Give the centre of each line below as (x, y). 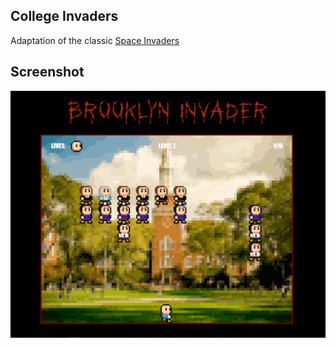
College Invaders (64, 16)
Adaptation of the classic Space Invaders (95, 40)
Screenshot (47, 72)
